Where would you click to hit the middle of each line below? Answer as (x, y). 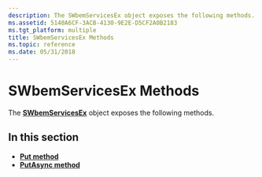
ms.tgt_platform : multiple (52, 30)
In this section (44, 137)
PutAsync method (50, 164)
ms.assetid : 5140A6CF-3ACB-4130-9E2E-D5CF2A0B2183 (93, 23)
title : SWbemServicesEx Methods (61, 37)
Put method (39, 156)
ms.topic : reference (42, 45)
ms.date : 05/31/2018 (42, 52)
